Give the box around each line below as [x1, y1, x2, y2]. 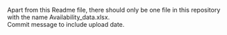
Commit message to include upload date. [7, 21, 125, 28]
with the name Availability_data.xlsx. [7, 13, 110, 21]
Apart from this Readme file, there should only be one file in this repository [7, 6, 221, 14]
